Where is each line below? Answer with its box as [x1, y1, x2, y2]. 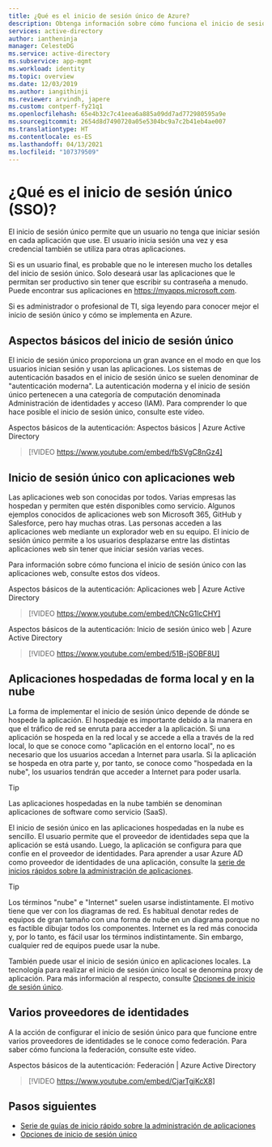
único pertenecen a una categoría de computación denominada [8, 390, 221, 400]
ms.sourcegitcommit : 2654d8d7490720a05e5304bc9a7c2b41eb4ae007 [8, 118, 227, 126]
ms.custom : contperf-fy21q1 [8, 102, 104, 110]
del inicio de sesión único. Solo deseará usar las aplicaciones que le [8, 269, 236, 279]
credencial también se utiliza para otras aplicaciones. [8, 245, 186, 254]
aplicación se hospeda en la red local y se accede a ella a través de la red [8, 732, 254, 742]
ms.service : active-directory [8, 50, 111, 58]
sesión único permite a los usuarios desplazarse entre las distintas [8, 535, 231, 545]
